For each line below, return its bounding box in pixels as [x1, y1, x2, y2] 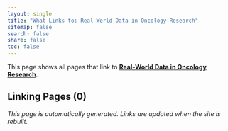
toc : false [7, 43, 40, 50]
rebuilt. [7, 117, 28, 125]
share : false [7, 37, 46, 44]
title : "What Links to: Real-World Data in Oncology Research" [7, 17, 199, 24]
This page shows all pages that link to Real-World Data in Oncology [7, 63, 207, 71]
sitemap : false [7, 23, 53, 30]
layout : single [7, 10, 53, 18]
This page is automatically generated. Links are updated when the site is [7, 109, 222, 118]
